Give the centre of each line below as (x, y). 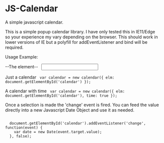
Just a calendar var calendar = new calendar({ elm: (60, 77)
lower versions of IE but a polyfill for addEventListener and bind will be (76, 42)
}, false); (21, 136)
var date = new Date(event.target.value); (58, 132)
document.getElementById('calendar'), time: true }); (61, 96)
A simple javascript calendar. (34, 22)
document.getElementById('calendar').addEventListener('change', (78, 123)
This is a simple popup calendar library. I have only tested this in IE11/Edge (80, 31)
